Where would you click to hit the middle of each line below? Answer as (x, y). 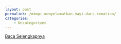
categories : (17, 18)
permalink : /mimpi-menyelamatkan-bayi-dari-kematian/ (61, 14)
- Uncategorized (30, 23)
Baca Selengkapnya (25, 36)
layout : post (18, 9)
